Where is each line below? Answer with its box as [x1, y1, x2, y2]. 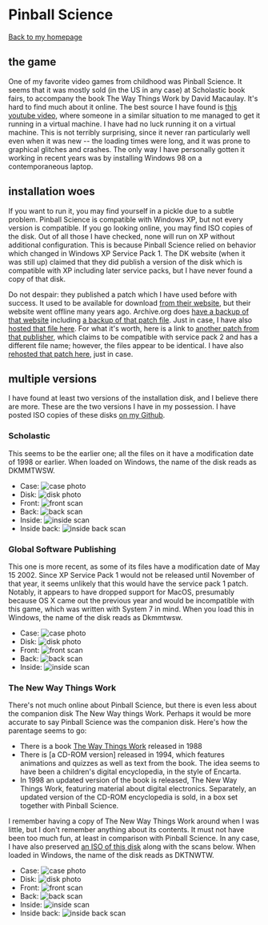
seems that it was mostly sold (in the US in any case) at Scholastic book [8, 85, 246, 94]
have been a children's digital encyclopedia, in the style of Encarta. [19, 767, 242, 777]
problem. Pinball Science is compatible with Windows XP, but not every [8, 214, 244, 224]
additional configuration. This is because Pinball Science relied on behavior [8, 240, 256, 250]
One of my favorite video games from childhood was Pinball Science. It [8, 76, 242, 86]
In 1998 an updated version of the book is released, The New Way [19, 775, 238, 785]
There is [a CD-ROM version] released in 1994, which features [19, 750, 226, 759]
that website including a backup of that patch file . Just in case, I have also [8, 314, 253, 325]
